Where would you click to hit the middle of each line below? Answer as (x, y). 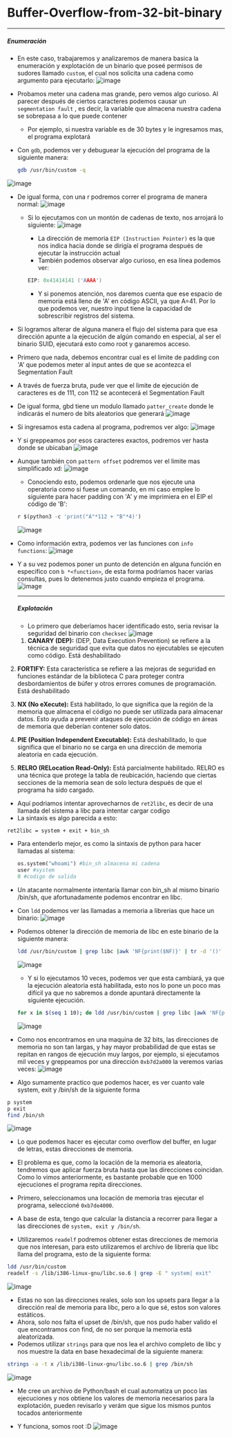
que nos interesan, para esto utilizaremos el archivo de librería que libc (118, 1247)
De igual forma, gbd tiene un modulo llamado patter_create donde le (115, 406)
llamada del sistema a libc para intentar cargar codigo (94, 811)
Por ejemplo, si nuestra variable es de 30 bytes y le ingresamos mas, (125, 129)
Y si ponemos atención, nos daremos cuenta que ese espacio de (130, 293)
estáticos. (31, 1315)
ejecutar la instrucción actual (79, 253)
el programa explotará (59, 136)
